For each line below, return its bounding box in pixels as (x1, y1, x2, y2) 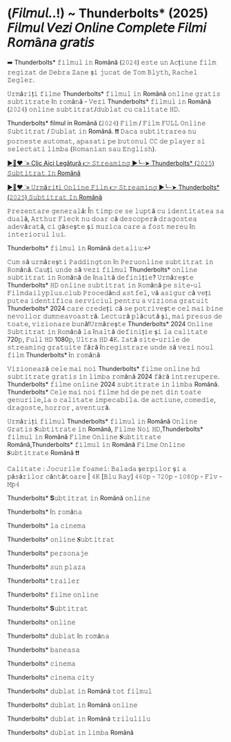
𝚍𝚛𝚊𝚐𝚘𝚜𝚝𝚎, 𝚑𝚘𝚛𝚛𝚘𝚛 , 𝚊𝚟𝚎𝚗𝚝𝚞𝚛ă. (7, 403, 111, 412)
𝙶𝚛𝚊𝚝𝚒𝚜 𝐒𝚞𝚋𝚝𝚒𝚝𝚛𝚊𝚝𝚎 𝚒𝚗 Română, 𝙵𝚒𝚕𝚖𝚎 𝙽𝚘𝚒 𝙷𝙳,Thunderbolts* (7, 425, 203, 433)
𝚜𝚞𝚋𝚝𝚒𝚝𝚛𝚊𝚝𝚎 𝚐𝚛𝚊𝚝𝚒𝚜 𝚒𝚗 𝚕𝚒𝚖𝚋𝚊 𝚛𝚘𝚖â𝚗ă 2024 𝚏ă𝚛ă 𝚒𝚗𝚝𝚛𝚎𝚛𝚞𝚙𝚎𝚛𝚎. (7, 372, 220, 381)
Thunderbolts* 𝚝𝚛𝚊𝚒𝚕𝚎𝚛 (7, 576, 81, 585)
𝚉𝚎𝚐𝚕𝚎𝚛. (7, 75, 35, 84)
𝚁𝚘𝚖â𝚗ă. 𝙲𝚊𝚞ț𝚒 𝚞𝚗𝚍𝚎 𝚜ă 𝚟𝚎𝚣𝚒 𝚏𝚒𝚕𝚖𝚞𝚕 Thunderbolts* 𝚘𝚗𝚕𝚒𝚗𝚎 (7, 265, 198, 274)
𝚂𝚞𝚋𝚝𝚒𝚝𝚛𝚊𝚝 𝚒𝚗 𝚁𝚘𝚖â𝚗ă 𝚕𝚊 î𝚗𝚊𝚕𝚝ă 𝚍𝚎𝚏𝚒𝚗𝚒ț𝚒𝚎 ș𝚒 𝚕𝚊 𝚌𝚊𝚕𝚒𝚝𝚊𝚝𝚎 (7, 327, 208, 336)
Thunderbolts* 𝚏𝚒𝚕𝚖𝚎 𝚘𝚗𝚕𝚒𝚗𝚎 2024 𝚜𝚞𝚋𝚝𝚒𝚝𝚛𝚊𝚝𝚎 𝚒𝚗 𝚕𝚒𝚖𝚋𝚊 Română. (7, 380, 219, 388)
